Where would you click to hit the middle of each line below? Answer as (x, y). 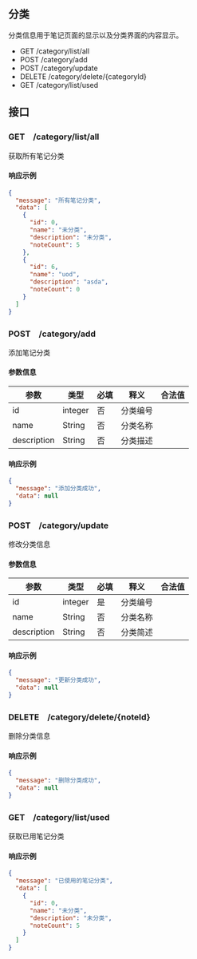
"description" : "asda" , (69, 282)
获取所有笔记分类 (36, 156)
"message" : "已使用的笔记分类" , (64, 881)
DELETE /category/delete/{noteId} (79, 717)
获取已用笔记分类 (36, 836)
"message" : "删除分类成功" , (58, 781)
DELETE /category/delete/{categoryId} (83, 76)
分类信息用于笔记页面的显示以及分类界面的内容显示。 (96, 35)
